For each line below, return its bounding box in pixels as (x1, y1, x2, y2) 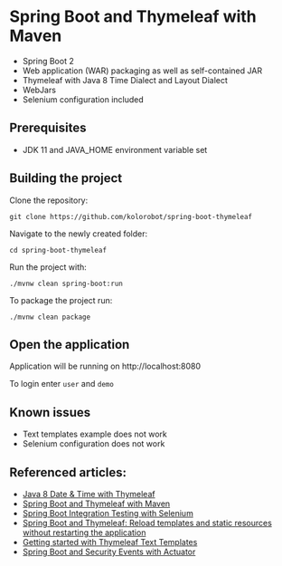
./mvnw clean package (9, 312, 91, 321)
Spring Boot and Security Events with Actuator (22, 546, 196, 557)
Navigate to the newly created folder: (9, 228, 147, 239)
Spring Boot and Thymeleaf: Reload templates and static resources (22, 518, 273, 528)
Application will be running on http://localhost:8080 (9, 360, 202, 372)
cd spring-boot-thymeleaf (9, 245, 107, 254)
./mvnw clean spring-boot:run (9, 279, 124, 288)
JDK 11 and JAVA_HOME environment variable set (22, 144, 208, 155)
